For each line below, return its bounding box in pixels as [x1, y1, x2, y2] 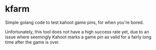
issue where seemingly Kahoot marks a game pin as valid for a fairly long [5, 34, 152, 40]
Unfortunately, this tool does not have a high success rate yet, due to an [5, 29, 149, 34]
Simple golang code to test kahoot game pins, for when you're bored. [5, 19, 144, 25]
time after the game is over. [5, 39, 60, 45]
